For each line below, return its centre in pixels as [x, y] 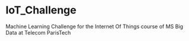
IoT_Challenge [41, 10]
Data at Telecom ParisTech [38, 32]
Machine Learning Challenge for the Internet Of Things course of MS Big [94, 26]
